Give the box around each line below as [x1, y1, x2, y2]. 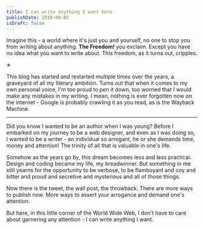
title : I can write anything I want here [6, 8, 113, 15]
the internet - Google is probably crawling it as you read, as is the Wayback [6, 99, 195, 106]
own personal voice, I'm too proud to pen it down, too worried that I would [6, 86, 192, 93]
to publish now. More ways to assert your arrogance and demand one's [6, 191, 185, 199]
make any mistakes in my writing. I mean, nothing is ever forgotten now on [6, 92, 192, 100]
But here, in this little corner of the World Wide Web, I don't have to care [6, 210, 186, 217]
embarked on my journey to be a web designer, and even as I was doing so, [6, 129, 195, 136]
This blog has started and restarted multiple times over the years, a [6, 73, 174, 81]
